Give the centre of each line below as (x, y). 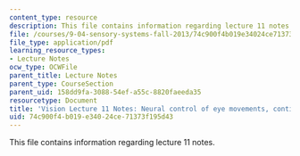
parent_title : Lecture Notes (63, 76)
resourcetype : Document (54, 100)
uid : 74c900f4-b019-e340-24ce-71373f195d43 (92, 117)
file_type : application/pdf (62, 42)
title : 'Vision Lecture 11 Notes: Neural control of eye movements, (139, 109)
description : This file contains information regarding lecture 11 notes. (151, 26)
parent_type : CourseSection (62, 84)
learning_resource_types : (57, 51)
